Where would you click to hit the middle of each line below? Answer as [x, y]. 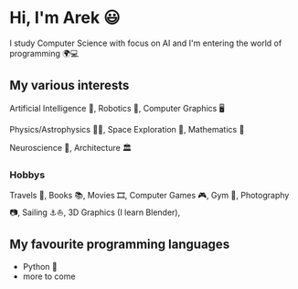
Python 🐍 [40, 266]
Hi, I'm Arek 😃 [65, 18]
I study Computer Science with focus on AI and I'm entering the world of [146, 43]
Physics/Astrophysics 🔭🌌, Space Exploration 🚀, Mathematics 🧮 [127, 129]
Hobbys [27, 175]
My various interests [69, 86]
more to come [49, 276]
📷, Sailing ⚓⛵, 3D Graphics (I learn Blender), [95, 212]
